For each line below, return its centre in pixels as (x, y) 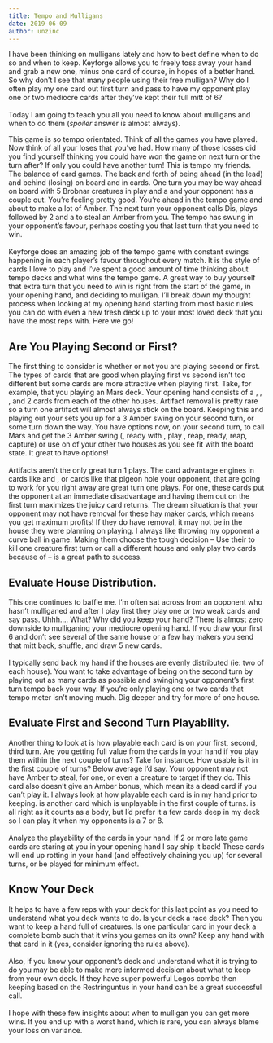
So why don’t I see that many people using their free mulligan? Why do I (129, 80)
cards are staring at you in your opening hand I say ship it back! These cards (136, 846)
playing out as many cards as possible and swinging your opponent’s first (131, 680)
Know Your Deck (52, 889)
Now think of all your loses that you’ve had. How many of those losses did (132, 148)
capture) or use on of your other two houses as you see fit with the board (131, 444)
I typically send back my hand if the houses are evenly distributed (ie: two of (136, 662)
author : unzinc (34, 31)
